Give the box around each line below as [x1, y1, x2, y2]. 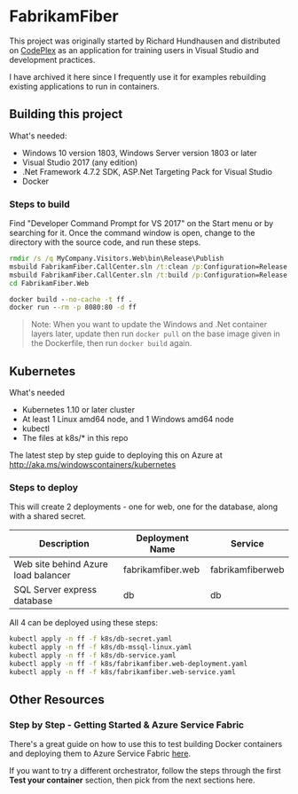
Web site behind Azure [13, 558, 108, 570]
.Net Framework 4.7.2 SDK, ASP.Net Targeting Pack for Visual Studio [21, 166, 273, 177]
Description [38, 538, 90, 550]
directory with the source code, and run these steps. [9, 237, 201, 248]
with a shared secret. [9, 511, 87, 522]
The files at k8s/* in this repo [21, 433, 129, 444]
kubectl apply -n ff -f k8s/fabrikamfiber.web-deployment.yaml [9, 659, 248, 669]
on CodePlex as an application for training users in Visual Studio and [9, 44, 260, 55]
